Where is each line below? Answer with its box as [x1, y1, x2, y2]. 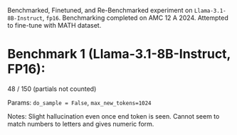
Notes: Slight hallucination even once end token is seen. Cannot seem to [7, 112, 220, 120]
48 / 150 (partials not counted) [7, 85, 97, 93]
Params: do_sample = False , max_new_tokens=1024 [7, 98, 152, 107]
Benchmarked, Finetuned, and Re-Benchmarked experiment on [7, 6, 193, 14]
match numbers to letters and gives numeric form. [7, 119, 154, 128]
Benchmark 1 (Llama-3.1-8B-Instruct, [7, 46, 231, 63]
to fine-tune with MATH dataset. [7, 21, 102, 29]
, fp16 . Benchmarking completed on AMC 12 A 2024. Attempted [42, 13, 229, 22]
